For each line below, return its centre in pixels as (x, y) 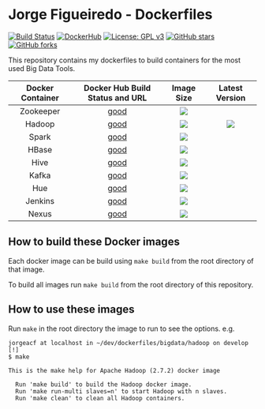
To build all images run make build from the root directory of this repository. (131, 284)
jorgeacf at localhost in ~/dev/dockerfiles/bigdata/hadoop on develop (128, 343)
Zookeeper (40, 111)
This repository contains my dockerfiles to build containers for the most (125, 60)
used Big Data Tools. (42, 68)
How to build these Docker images (94, 242)
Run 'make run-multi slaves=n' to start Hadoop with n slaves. (121, 391)
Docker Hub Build (118, 88)
